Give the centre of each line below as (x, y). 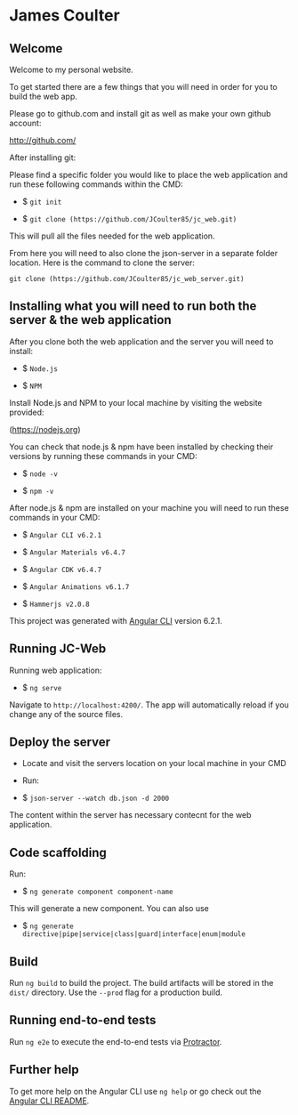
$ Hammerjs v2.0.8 (56, 603)
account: (25, 123)
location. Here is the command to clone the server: (102, 263)
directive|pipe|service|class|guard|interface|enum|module (134, 934)
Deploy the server (60, 743)
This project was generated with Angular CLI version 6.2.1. (116, 620)
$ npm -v (38, 490)
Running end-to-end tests (83, 1020)
